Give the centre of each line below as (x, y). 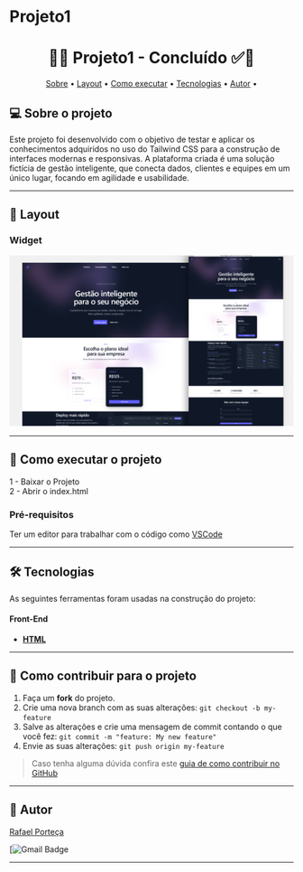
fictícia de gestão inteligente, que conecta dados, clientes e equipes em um (150, 168)
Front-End (29, 619)
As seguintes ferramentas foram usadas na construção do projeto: (133, 598)
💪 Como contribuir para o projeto (103, 676)
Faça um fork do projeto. (69, 698)
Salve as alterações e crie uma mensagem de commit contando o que (152, 727)
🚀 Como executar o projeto (86, 459)
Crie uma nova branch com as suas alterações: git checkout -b (141, 708)
